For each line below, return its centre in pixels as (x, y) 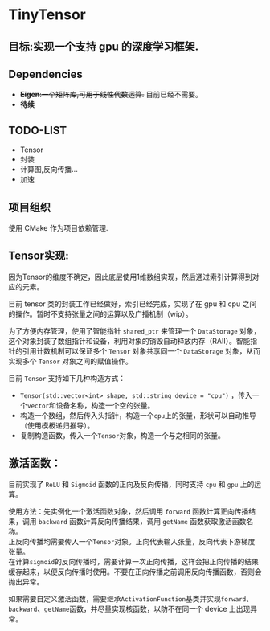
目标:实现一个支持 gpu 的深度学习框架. (104, 46)
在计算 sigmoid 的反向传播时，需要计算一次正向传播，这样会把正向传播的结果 (134, 561)
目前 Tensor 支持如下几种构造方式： (67, 378)
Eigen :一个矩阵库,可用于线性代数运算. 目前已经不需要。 (111, 95)
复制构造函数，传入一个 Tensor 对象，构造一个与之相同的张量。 (122, 435)
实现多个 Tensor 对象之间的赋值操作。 (70, 361)
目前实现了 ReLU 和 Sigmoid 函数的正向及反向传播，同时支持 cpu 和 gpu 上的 (131, 484)
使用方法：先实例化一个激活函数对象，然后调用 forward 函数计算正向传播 (129, 511)
